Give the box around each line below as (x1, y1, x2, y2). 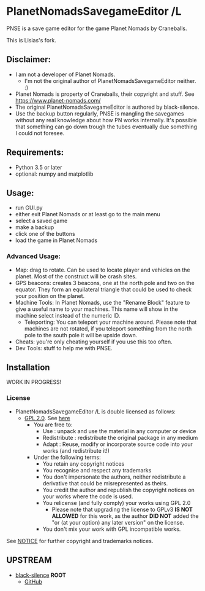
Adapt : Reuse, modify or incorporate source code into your (42, 440, 193, 448)
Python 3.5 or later (15, 163, 62, 171)
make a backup (15, 224, 54, 231)
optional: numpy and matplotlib (15, 170, 94, 178)
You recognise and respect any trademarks (42, 466, 152, 474)
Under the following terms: (33, 453, 101, 461)
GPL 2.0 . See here (24, 414, 70, 421)
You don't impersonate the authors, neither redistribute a (42, 473, 186, 480)
